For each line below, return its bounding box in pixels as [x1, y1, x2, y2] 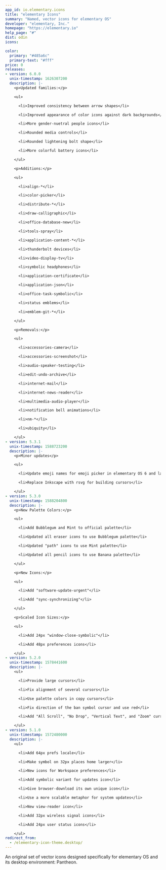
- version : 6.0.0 [5, 71, 41, 77]
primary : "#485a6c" [9, 53, 50, 58]
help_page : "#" [5, 30, 37, 35]
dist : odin [5, 35, 28, 40]
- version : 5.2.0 [5, 656, 41, 661]
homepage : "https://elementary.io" [5, 26, 79, 31]
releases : [5, 67, 26, 72]
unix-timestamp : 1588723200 [9, 444, 68, 449]
